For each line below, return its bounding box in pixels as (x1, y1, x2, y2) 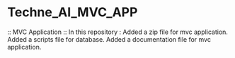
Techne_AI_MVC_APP (7, 4, 138, 21)
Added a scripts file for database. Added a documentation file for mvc (7, 35, 211, 43)
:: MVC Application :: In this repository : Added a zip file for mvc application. (7, 28, 229, 36)
